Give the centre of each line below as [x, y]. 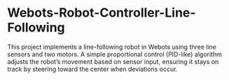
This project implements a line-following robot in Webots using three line [112, 47]
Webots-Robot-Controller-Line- [102, 13]
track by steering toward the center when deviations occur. [92, 69]
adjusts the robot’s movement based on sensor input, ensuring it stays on [113, 61]
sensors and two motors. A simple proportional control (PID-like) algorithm [114, 54]
